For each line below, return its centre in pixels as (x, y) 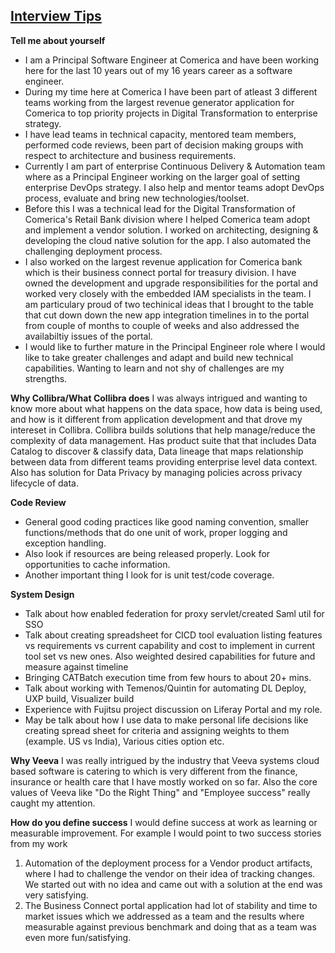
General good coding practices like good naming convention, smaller (167, 521)
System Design (42, 594)
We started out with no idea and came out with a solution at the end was (173, 884)
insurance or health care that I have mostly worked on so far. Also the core (164, 781)
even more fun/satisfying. (78, 937)
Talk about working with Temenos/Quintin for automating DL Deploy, (165, 688)
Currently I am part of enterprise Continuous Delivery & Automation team (175, 166)
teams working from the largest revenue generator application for (159, 102)
